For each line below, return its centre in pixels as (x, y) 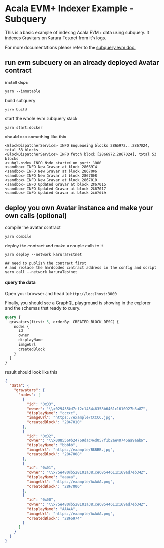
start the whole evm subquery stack (41, 118)
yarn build (16, 109)
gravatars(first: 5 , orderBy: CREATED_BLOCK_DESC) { (64, 322)
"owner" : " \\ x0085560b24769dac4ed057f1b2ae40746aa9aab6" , (87, 440)
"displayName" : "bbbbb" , (52, 445)
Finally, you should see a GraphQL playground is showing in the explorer (78, 303)
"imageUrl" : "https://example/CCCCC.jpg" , (71, 418)
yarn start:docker (24, 127)
